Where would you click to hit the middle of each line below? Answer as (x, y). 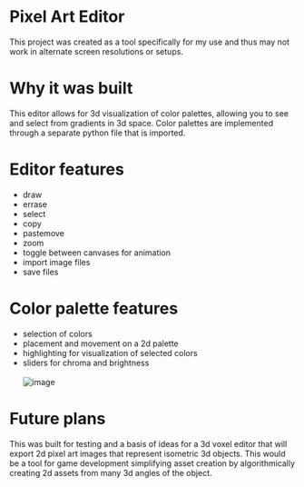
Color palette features (94, 308)
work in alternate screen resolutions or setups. (97, 51)
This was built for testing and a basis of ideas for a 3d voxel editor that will (148, 443)
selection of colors (57, 333)
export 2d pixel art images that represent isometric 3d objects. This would (147, 453)
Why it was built (71, 89)
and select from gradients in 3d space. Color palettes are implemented (142, 123)
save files (40, 272)
